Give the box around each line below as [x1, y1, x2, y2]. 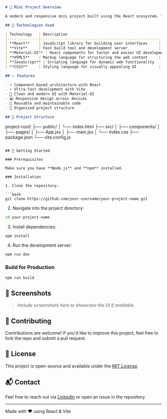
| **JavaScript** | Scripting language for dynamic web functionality [5, 59, 155, 64]
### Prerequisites [5, 157, 43, 162]
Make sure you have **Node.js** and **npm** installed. [5, 165, 123, 171]
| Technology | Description [5, 31, 68, 37]
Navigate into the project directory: [12, 205, 84, 211]
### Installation [5, 174, 41, 179]
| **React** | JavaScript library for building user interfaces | [5, 41, 162, 46]
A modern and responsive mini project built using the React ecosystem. [5, 13, 159, 18]
